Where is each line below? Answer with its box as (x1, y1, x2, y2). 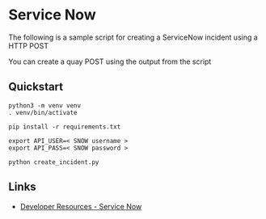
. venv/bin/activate (8, 108, 78, 116)
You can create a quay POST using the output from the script (8, 57, 212, 66)
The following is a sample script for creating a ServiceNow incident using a (8, 32, 259, 42)
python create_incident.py (8, 158, 99, 166)
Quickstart (8, 80, 64, 94)
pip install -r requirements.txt (8, 123, 121, 131)
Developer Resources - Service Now (19, 201, 142, 211)
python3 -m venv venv (8, 101, 82, 110)
